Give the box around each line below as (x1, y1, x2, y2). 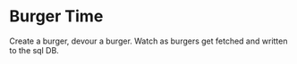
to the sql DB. (9, 44, 60, 55)
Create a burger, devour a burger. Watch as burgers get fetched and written (9, 36, 288, 46)
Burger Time (9, 6, 104, 27)
